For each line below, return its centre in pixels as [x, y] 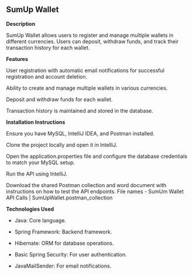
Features [17, 59]
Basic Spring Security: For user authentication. [71, 254]
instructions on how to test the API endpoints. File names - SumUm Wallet [95, 191]
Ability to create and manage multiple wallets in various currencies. [87, 88]
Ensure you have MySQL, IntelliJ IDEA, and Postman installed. [80, 133]
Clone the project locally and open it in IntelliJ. [62, 145]
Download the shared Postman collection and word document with [86, 185]
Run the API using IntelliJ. [37, 174]
